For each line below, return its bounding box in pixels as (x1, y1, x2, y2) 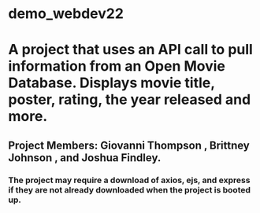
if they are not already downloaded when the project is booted (8, 184, 251, 195)
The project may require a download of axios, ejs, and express (8, 174, 251, 185)
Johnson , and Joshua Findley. (8, 151, 162, 164)
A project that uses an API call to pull (8, 41, 254, 59)
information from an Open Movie (8, 57, 226, 75)
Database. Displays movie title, (8, 74, 215, 92)
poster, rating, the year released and (8, 91, 251, 108)
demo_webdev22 (8, 5, 124, 23)
